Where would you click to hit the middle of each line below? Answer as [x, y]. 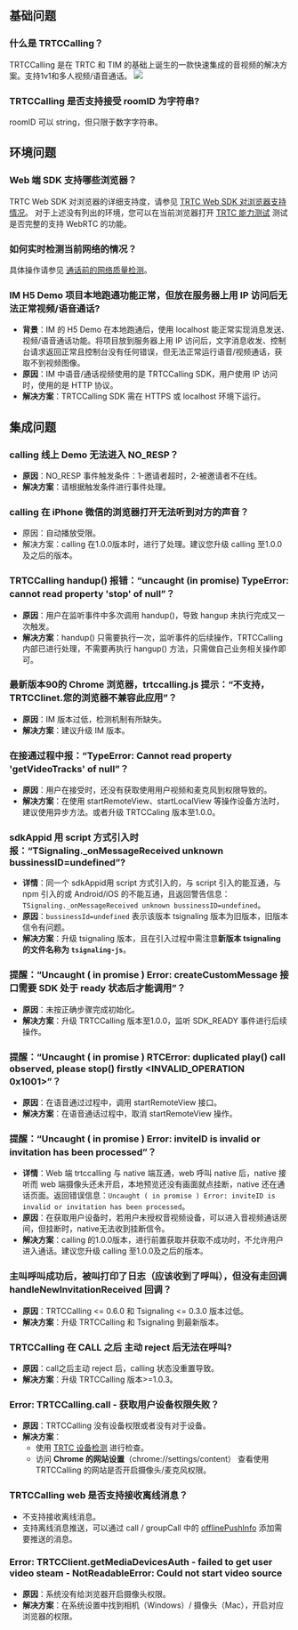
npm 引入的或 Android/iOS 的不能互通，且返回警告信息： [126, 894]
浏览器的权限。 [49, 1616]
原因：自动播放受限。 [61, 533]
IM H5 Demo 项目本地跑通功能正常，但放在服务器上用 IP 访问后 [144, 295]
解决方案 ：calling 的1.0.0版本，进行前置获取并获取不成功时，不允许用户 [153, 1240]
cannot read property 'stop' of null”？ [92, 594]
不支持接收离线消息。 [61, 1516]
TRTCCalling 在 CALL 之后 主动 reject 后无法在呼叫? [121, 1347]
